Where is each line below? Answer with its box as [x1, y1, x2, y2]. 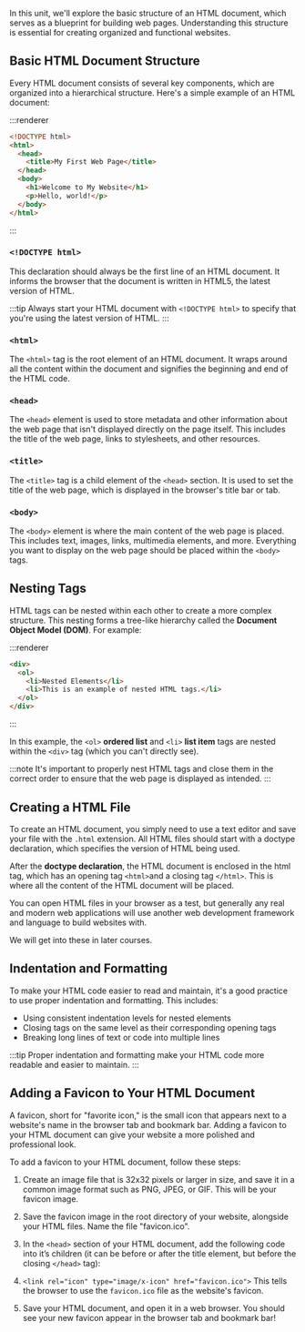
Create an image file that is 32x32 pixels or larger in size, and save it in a [22, 1174, 295, 1185]
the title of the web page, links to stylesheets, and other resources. [9, 433, 261, 444]
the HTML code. [9, 373, 71, 384]
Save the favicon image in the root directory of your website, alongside [22, 1211, 290, 1222]
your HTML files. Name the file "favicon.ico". [22, 1220, 190, 1232]
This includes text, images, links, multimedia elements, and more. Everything [9, 535, 297, 546]
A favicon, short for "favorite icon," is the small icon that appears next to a [9, 1110, 287, 1121]
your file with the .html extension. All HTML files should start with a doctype [9, 833, 296, 844]
